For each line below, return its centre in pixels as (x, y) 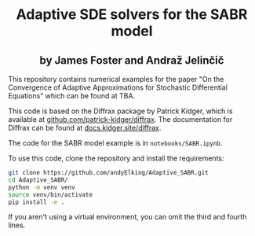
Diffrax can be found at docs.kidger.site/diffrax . (85, 128)
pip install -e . (36, 202)
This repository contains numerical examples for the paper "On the (116, 79)
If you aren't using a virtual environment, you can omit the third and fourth (127, 217)
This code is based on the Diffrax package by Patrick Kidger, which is (120, 111)
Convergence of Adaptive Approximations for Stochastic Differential (118, 87)
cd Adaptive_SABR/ (38, 180)
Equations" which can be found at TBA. (72, 96)
